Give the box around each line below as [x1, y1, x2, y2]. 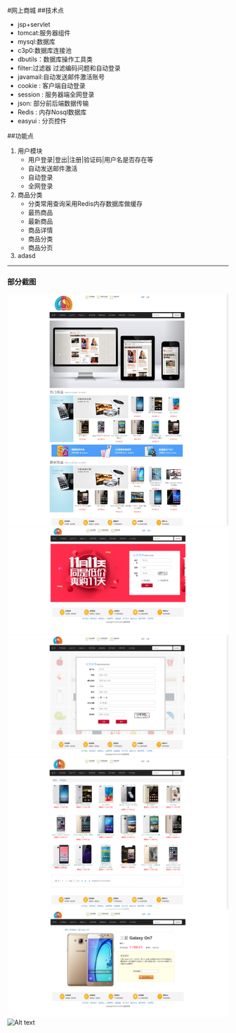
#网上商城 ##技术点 [7, 6, 65, 14]
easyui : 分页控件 [17, 117, 67, 125]
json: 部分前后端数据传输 [17, 99, 89, 107]
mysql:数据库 [17, 37, 56, 46]
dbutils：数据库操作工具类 [17, 55, 93, 63]
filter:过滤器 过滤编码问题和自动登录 [17, 64, 121, 72]
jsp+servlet [17, 20, 51, 28]
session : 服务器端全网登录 [17, 90, 95, 99]
